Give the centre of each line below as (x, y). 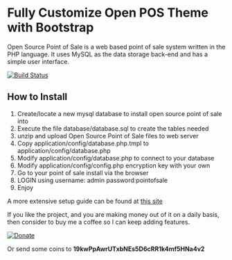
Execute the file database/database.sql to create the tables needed (113, 128)
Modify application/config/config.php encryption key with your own (114, 165)
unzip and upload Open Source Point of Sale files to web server (108, 136)
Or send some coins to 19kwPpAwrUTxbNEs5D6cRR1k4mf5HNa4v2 (106, 249)
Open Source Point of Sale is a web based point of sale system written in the (116, 47)
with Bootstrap (51, 27)
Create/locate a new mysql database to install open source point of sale (119, 113)
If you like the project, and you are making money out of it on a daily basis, (113, 214)
